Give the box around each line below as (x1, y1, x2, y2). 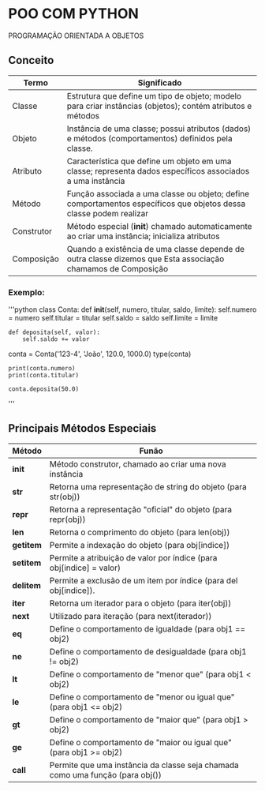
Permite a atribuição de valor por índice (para (49, 552, 218, 563)
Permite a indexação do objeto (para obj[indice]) (49, 539, 230, 550)
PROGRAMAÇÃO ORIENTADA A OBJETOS (8, 31, 144, 40)
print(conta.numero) (8, 365, 77, 373)
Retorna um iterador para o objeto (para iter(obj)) (49, 598, 232, 609)
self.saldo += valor (22, 336, 90, 343)
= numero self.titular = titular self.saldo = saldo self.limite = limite (8, 313, 218, 323)
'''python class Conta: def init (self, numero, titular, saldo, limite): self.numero (8, 305, 257, 314)
